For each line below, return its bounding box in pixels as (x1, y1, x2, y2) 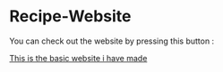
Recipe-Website (9, 6, 132, 27)
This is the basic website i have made (9, 52, 148, 63)
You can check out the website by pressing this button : (9, 36, 215, 46)
